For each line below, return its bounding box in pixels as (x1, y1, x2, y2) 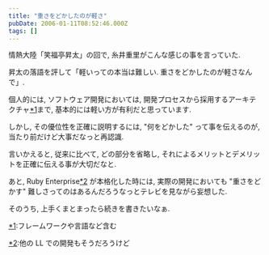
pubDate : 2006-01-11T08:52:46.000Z (8, 19, 128, 28)
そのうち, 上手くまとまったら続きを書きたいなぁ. (8, 204, 170, 214)
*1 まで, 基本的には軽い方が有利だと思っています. (29, 104, 191, 114)
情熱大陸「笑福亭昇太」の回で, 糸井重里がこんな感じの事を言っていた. (8, 50, 241, 60)
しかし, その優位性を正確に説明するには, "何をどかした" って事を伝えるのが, (8, 122, 260, 132)
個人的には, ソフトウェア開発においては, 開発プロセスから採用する (8, 95, 229, 104)
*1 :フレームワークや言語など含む (8, 221, 117, 231)
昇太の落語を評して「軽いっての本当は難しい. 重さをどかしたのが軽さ (8, 67, 238, 77)
